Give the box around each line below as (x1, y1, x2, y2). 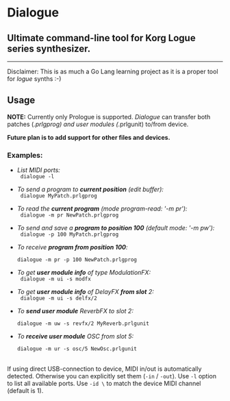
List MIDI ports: (16, 166, 60, 174)
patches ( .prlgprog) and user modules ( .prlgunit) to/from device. (7, 120, 189, 128)
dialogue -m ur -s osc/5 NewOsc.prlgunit (16, 345, 137, 352)
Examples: (7, 150, 43, 160)
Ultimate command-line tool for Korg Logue (7, 32, 196, 44)
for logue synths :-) (7, 75, 62, 83)
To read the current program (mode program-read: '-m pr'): (16, 204, 188, 213)
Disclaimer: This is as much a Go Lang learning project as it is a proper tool (7, 67, 218, 75)
